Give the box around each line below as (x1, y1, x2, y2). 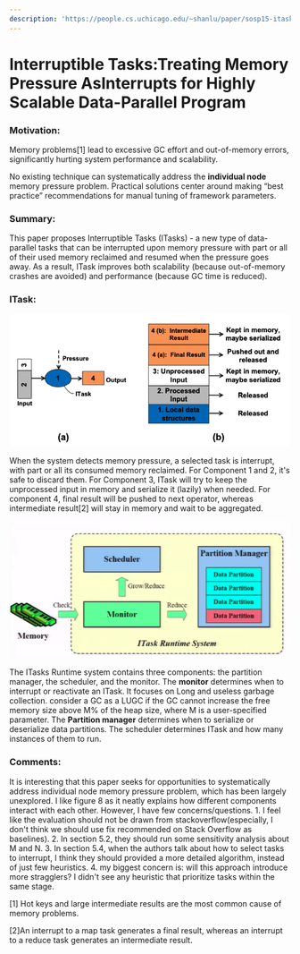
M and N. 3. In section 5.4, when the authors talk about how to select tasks (9, 842, 285, 854)
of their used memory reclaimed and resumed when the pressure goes (9, 251, 270, 263)
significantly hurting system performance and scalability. (9, 154, 219, 165)
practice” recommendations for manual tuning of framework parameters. (9, 191, 277, 201)
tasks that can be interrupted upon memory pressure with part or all (37, 243, 288, 253)
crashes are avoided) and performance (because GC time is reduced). (9, 271, 268, 282)
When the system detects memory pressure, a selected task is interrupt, (9, 455, 275, 465)
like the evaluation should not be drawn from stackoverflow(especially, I (9, 814, 274, 825)
